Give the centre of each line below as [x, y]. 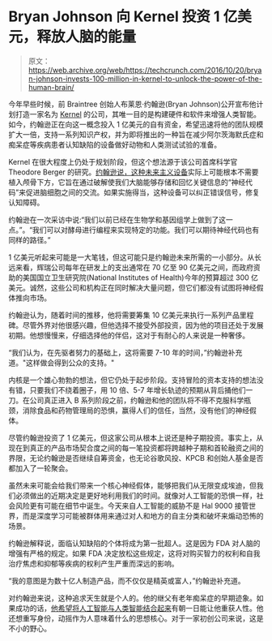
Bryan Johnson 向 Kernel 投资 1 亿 [123, 17]
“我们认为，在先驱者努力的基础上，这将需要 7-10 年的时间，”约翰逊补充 [125, 352]
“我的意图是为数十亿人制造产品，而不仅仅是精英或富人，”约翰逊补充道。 [127, 580]
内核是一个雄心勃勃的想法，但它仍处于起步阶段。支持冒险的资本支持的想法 [132, 380]
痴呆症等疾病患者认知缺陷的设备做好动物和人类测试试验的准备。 [115, 144]
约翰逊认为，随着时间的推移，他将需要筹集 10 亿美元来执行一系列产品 [124, 315]
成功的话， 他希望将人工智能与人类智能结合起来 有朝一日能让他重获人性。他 [139, 608]
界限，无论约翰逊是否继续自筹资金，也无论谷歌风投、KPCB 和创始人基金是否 [136, 458]
